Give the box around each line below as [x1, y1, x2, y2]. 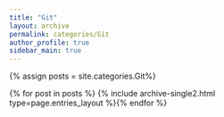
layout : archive [9, 21, 70, 30]
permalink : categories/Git [9, 29, 110, 38]
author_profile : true [9, 38, 90, 47]
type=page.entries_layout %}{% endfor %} [9, 97, 168, 108]
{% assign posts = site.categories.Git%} [9, 71, 156, 81]
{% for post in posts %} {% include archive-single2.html [9, 88, 216, 99]
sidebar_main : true [9, 46, 82, 55]
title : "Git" [9, 13, 58, 22]
